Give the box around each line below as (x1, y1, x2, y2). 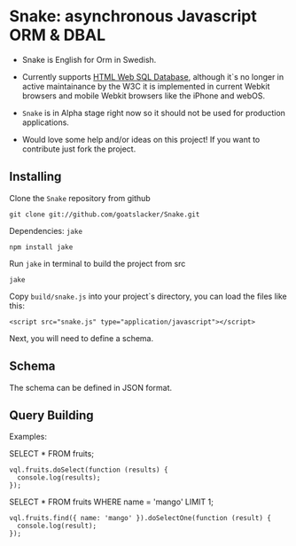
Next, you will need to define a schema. (9, 332, 153, 343)
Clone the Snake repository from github (9, 192, 151, 203)
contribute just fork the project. (21, 144, 136, 154)
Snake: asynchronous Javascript (9, 6, 257, 27)
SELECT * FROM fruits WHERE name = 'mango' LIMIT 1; (9, 496, 214, 507)
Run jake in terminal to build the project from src (9, 258, 186, 269)
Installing (9, 169, 62, 184)
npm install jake (9, 242, 74, 252)
